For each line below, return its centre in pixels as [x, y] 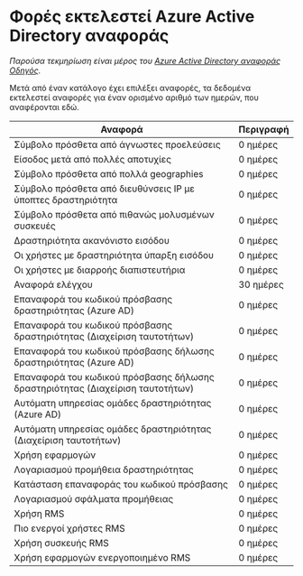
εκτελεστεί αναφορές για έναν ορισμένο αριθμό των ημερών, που [134, 98]
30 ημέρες [261, 284]
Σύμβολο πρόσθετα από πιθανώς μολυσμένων [114, 214]
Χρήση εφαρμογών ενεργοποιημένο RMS [102, 557]
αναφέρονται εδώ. [44, 107]
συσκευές [35, 226]
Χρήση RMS [39, 514]
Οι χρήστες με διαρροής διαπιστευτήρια [100, 270]
